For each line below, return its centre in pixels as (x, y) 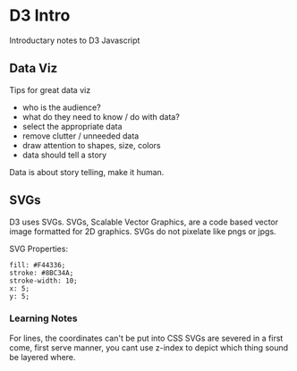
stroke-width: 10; (43, 281)
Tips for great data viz (50, 89)
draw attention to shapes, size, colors (91, 145)
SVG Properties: (39, 249)
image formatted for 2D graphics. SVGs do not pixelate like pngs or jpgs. (143, 231)
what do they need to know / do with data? (101, 116)
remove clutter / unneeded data (81, 136)
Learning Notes (43, 318)
